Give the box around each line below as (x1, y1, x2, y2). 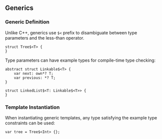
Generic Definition (5, 19, 50, 25)
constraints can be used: (5, 120, 55, 126)
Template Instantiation (5, 104, 60, 111)
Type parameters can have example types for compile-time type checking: (5, 57, 156, 63)
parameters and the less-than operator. (5, 35, 85, 41)
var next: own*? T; (14, 71, 54, 76)
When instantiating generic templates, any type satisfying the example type (5, 115, 158, 120)
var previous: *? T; (14, 75, 56, 80)
